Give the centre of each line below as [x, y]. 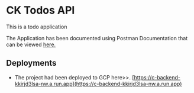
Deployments [31, 63]
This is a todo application [37, 27]
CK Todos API [41, 10]
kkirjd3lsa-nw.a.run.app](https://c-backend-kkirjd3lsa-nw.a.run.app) [98, 84]
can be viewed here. [31, 44]
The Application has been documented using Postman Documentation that [97, 38]
